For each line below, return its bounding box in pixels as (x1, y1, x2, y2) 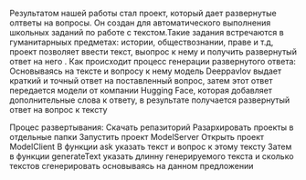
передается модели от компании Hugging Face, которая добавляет (9, 85, 272, 95)
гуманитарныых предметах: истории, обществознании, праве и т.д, (9, 36, 274, 47)
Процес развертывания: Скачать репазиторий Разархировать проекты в (9, 122, 294, 133)
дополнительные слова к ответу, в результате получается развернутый (9, 95, 290, 105)
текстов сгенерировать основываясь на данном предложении (9, 161, 254, 171)
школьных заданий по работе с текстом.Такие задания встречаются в (9, 27, 285, 37)
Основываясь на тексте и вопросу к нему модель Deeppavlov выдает (9, 65, 282, 76)
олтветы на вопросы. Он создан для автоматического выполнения (9, 17, 271, 28)
